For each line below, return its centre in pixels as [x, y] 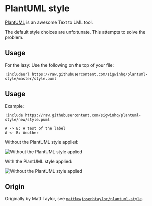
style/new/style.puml [28, 119]
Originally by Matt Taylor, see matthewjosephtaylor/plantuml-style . [74, 199]
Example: [15, 106]
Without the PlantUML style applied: [42, 142]
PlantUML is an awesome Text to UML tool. [49, 22]
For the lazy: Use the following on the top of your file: [60, 65]
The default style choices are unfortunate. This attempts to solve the [75, 32]
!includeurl [17, 74]
